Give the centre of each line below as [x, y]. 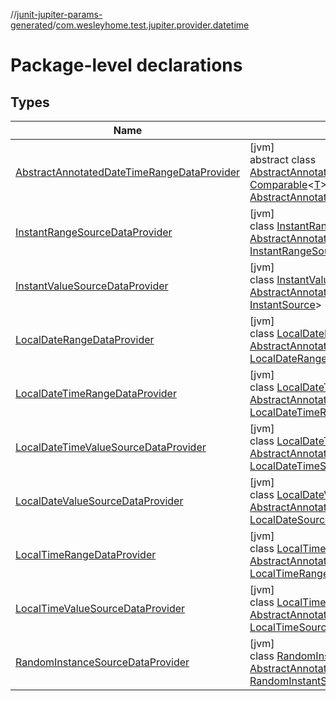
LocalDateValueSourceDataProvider [99, 501]
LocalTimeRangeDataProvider [86, 554]
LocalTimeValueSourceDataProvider [100, 608]
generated [31, 25]
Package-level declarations [126, 65]
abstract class [283, 159]
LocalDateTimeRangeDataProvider [96, 393]
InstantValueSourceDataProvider [92, 286]
